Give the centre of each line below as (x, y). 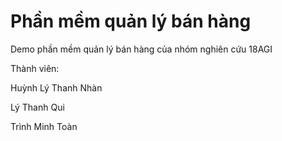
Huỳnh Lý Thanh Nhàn (56, 87)
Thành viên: (35, 68)
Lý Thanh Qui (37, 107)
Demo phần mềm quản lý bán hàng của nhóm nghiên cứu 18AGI (141, 49)
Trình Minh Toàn (44, 126)
